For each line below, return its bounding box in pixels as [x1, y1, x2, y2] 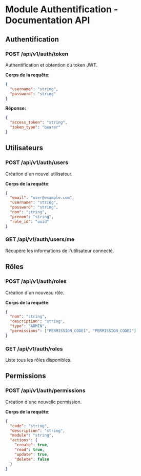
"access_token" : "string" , [10, 120, 68, 125]
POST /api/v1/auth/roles [5, 278, 67, 285]
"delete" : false [14, 457, 50, 462]
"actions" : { [10, 438, 38, 443]
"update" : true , [14, 452, 50, 457]
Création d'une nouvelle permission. [5, 399, 82, 405]
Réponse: [5, 105, 27, 111]
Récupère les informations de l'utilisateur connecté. [5, 247, 114, 254]
